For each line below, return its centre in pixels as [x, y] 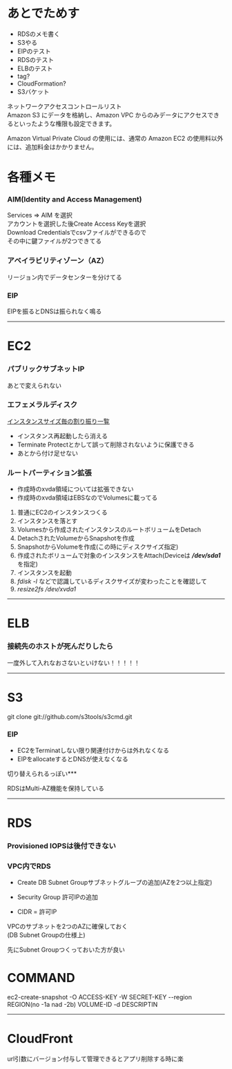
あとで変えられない [35, 385]
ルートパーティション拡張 [49, 473]
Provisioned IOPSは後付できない [61, 845]
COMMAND [41, 978]
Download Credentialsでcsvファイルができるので [77, 233]
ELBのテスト [35, 68]
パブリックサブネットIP [46, 369]
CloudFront [40, 1039]
